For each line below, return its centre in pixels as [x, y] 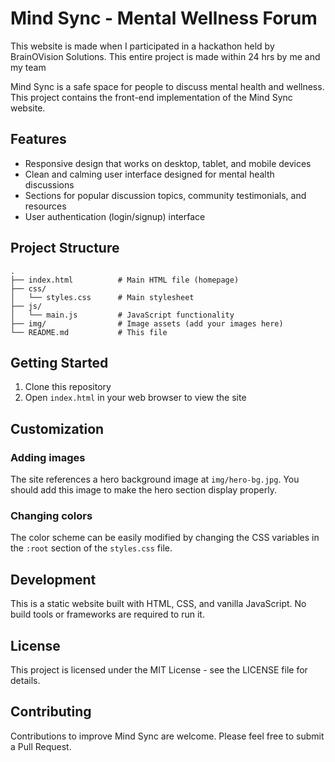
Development [53, 579]
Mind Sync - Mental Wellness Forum [164, 18]
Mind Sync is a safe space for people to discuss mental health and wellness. [167, 86]
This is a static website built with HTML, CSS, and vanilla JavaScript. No [158, 604]
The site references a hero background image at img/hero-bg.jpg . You [155, 479]
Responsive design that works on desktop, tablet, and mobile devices [168, 163]
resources [45, 206]
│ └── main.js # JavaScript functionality [122, 315]
